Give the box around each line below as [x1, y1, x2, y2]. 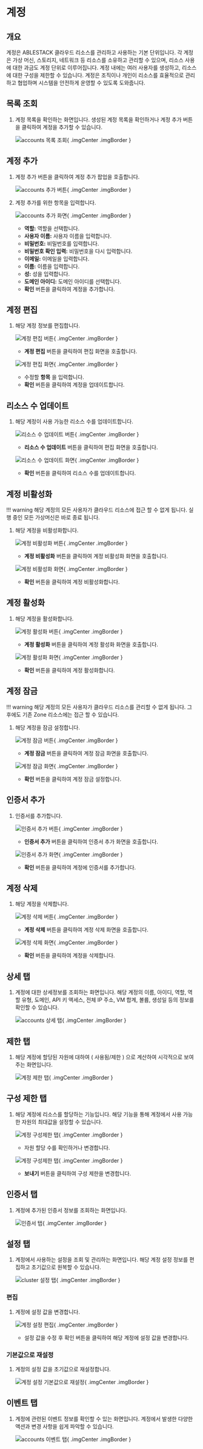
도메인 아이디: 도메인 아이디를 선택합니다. [24, 277, 122, 285]
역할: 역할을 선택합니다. [24, 225, 80, 232]
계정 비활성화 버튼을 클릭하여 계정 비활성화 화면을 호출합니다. [24, 553, 168, 560]
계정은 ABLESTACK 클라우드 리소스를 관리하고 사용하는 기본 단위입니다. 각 [6, 49, 183, 56]
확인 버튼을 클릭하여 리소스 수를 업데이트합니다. [24, 470, 136, 477]
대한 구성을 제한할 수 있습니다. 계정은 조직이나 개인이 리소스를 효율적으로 [12, 72, 184, 79]
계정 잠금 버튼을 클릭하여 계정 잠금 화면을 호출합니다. [24, 749, 148, 757]
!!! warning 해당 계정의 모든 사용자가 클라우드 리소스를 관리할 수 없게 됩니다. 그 [6, 703, 193, 711]
